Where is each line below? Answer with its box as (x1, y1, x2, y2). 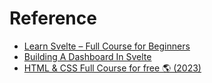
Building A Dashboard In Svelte (23, 50, 152, 62)
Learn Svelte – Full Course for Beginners (23, 40, 191, 52)
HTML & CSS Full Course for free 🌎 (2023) (23, 62, 202, 74)
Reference (9, 7, 97, 30)
